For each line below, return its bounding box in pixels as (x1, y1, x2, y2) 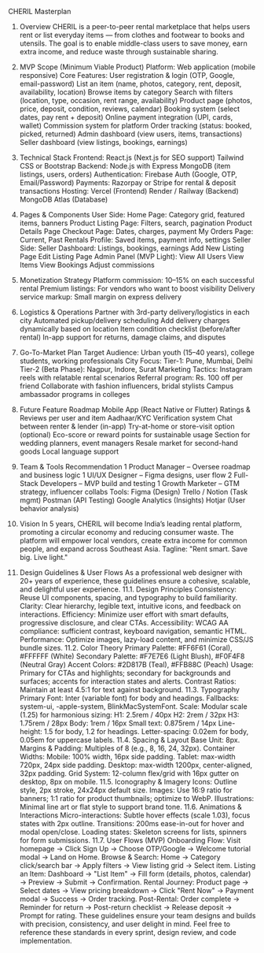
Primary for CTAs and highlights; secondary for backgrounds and (19, 669, 231, 677)
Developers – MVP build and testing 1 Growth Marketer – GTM (39, 479, 240, 488)
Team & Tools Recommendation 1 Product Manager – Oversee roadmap (19, 462, 251, 471)
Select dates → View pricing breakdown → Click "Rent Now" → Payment (19, 886, 254, 895)
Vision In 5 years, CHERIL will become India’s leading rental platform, (19, 519, 242, 528)
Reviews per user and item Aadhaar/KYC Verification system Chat (19, 413, 233, 422)
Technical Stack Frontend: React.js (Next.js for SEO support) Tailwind (19, 153, 244, 162)
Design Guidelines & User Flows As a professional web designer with (19, 568, 243, 577)
